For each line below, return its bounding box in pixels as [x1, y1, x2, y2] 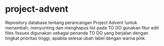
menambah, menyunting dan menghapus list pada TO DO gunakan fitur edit [5, 24, 159, 30]
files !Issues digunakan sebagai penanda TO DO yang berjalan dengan [5, 30, 149, 36]
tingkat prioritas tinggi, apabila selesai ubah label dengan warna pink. [5, 35, 147, 41]
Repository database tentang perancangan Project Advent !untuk [5, 20, 137, 25]
